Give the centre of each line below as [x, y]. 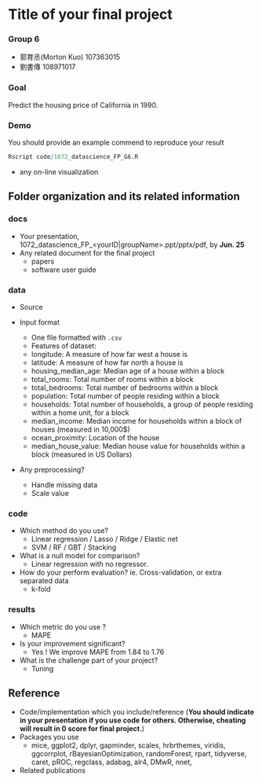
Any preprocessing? [52, 469]
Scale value [50, 493]
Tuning [42, 668]
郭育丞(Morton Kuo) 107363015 [69, 57]
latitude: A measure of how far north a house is [107, 362]
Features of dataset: [64, 346]
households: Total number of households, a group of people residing [142, 404]
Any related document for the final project [87, 252]
